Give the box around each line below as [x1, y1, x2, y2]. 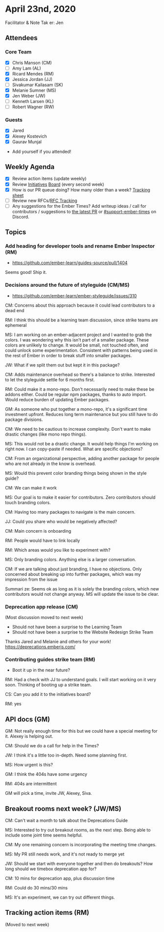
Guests [5, 117, 23, 123]
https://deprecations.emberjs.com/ [5, 644, 76, 650]
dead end [5, 307, 24, 313]
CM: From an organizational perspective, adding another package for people [5, 455, 160, 461]
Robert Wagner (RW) [12, 104, 54, 110]
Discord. [12, 214, 29, 220]
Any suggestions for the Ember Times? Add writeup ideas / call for [12, 203, 146, 209]
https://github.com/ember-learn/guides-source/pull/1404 [12, 260, 128, 266]
